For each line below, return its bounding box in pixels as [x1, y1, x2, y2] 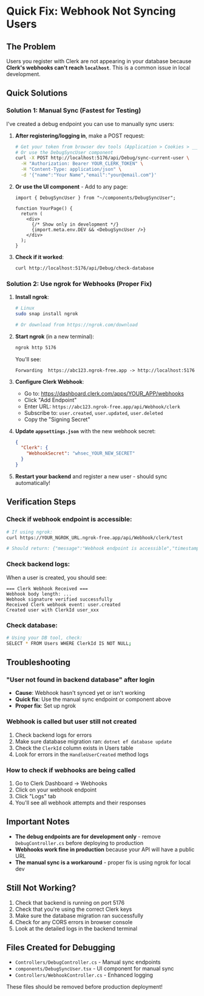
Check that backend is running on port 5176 [15, 899, 125, 906]
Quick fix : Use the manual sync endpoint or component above [15, 695, 171, 703]
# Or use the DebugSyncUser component [15, 149, 114, 156]
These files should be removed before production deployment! [6, 983, 163, 991]
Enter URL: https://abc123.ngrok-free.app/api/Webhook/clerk [24, 403, 180, 410]
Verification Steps [6, 497, 76, 507]
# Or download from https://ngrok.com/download [15, 321, 138, 328]
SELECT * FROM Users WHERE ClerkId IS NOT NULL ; [6, 640, 132, 646]
